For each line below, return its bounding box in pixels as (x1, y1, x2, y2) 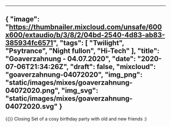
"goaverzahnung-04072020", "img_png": (5, 71, 142, 79)
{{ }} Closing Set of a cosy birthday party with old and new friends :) (5, 115, 147, 122)
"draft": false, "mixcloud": (70, 62, 156, 71)
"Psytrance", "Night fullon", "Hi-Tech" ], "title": (5, 47, 160, 55)
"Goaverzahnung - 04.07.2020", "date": (5, 54, 136, 63)
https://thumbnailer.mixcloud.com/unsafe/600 (9, 23, 162, 31)
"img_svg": (61, 86, 98, 95)
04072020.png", (5, 86, 60, 95)
